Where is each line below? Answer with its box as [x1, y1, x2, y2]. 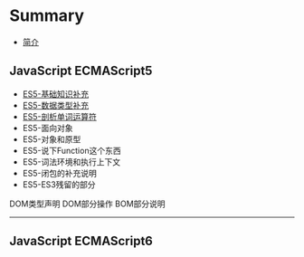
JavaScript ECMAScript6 [9, 233, 154, 249]
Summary [9, 5, 84, 26]
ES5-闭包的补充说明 [22, 167, 97, 178]
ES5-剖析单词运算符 [22, 110, 97, 122]
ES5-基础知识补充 [22, 88, 89, 100]
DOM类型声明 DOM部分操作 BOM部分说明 [9, 198, 166, 209]
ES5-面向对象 [22, 122, 73, 133]
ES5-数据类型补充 [22, 100, 89, 110]
